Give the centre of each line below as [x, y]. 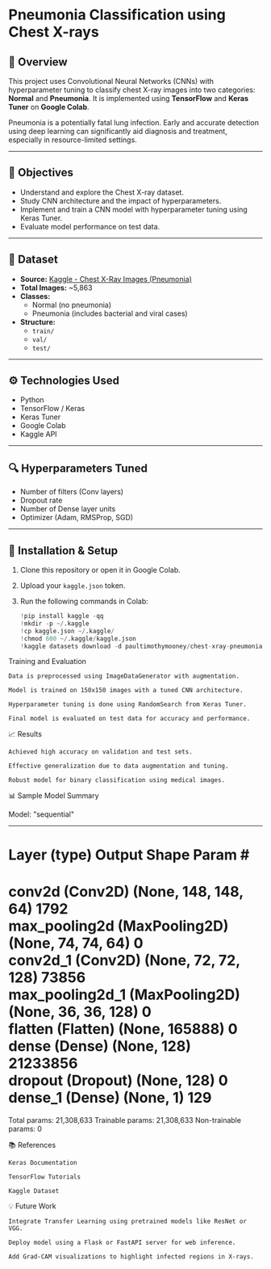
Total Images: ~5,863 [56, 288]
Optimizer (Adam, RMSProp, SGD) [77, 518]
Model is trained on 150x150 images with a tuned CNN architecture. [126, 691]
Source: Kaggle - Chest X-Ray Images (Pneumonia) [106, 279]
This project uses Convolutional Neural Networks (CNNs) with [111, 81]
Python [32, 400]
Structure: [38, 321]
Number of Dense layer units [68, 509]
